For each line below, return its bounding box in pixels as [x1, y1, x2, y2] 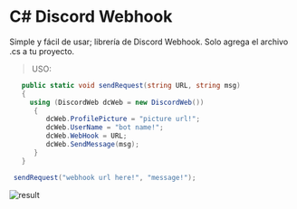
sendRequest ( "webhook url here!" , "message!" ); [13, 173, 196, 182]
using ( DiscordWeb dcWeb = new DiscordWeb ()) [29, 98, 205, 107]
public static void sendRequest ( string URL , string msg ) [21, 81, 242, 90]
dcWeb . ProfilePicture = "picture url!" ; [45, 115, 201, 124]
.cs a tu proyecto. [9, 45, 75, 56]
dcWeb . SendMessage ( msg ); [45, 140, 140, 149]
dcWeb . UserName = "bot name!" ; [45, 123, 165, 132]
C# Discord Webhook [9, 6, 173, 27]
